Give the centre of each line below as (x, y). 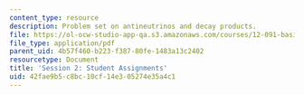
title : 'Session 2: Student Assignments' (89, 69)
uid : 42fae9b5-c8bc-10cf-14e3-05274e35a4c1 (93, 77)
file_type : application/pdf (62, 43)
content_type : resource (54, 18)
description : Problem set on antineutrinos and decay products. (133, 26)
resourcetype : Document (54, 60)
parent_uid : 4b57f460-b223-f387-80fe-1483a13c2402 (107, 52)
